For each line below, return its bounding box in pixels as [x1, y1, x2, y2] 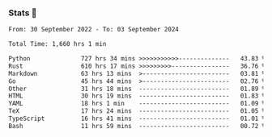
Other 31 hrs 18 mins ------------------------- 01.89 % [8, 85, 266, 93]
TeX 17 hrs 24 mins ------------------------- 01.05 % [8, 107, 266, 115]
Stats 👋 [8, 7, 37, 19]
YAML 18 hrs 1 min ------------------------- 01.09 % [8, 100, 266, 108]
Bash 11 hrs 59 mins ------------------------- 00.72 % [8, 122, 266, 130]
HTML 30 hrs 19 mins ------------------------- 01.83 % [8, 92, 266, 100]
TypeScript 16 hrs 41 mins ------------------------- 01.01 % [8, 114, 266, 123]
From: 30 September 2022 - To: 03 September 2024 [8, 26, 180, 34]
